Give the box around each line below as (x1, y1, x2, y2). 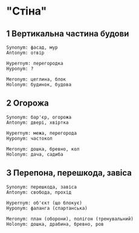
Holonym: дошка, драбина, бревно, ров (6, 221, 104, 227)
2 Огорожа (6, 98, 50, 109)
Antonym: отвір (6, 50, 45, 56)
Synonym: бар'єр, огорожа (6, 114, 71, 120)
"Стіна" (6, 4, 47, 18)
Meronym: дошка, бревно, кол (6, 146, 80, 152)
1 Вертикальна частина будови (6, 29, 129, 39)
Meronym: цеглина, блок (6, 76, 66, 83)
